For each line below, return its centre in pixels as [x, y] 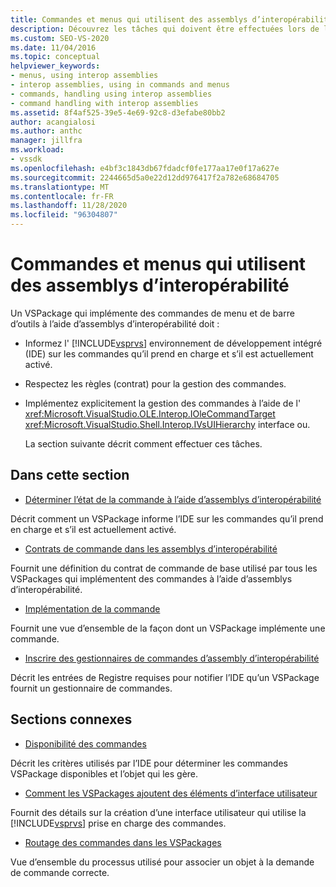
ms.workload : [37, 150]
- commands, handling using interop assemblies [111, 94]
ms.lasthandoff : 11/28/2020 [69, 206]
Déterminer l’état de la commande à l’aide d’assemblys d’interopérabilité [173, 499]
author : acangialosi [53, 122]
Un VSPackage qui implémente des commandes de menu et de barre [152, 313]
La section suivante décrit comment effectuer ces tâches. [143, 443]
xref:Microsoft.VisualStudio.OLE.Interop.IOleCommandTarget [150, 413]
